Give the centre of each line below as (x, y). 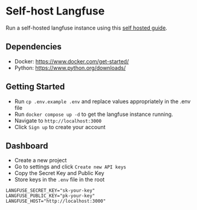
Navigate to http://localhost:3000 (58, 120)
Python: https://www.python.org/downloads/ (70, 68)
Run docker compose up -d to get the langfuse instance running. (94, 114)
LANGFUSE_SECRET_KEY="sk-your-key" (50, 191)
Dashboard (27, 146)
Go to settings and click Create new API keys (70, 167)
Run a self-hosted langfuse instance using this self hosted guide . (86, 28)
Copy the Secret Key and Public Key (59, 173)
